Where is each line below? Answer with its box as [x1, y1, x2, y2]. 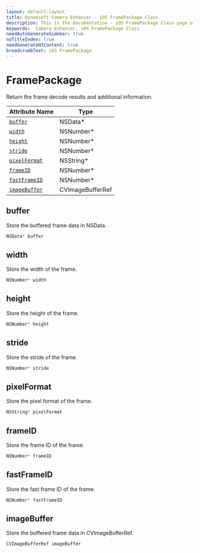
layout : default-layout [6, 8, 65, 15]
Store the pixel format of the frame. [6, 398, 93, 405]
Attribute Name [9, 107, 54, 115]
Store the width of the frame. [6, 265, 77, 273]
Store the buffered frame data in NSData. [6, 222, 107, 229]
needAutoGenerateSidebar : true [6, 31, 84, 37]
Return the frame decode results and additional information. [6, 93, 153, 100]
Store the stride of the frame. [6, 353, 77, 360]
